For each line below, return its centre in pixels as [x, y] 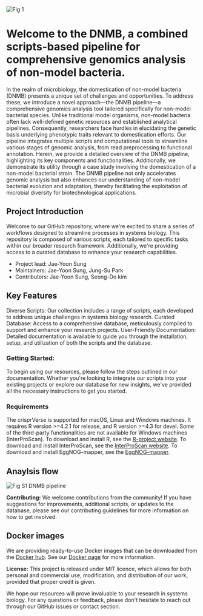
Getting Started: [31, 358]
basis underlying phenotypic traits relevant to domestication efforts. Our [96, 134]
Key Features [32, 296]
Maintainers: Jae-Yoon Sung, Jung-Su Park [69, 270]
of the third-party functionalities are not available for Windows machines [97, 433]
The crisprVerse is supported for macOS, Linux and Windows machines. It [99, 420]
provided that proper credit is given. [51, 581]
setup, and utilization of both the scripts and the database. [79, 342]
